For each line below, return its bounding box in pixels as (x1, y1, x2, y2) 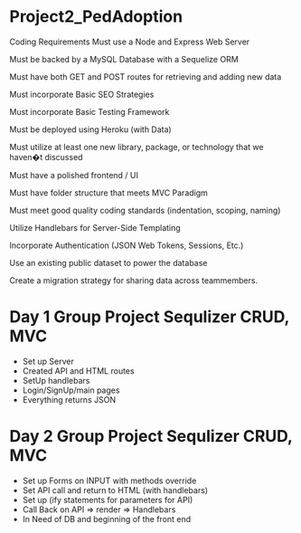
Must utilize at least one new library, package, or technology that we (9, 141, 264, 152)
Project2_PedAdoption (9, 6, 183, 27)
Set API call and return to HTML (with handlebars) (22, 484, 209, 495)
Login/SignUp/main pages (22, 385, 120, 395)
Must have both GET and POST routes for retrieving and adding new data (9, 71, 282, 82)
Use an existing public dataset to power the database (9, 257, 208, 268)
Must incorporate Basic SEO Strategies (9, 89, 155, 100)
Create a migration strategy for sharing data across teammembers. (9, 274, 259, 286)
